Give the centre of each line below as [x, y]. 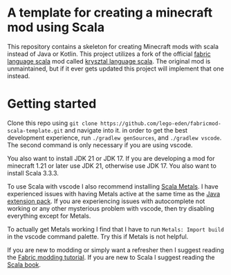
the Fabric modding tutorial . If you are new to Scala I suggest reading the [111, 257]
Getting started [52, 104]
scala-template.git [35, 131]
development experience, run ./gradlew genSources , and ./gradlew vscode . [114, 137]
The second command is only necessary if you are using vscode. [100, 145]
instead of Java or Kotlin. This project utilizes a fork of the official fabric [109, 54]
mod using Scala [56, 27]
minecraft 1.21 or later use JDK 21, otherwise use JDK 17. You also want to [112, 165]
